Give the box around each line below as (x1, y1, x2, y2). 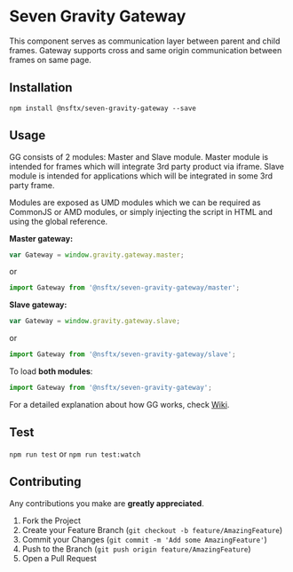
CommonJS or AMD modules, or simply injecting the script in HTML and (9, 206, 273, 217)
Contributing (9, 474, 82, 489)
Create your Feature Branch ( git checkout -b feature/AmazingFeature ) (21, 524, 283, 535)
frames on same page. (9, 54, 91, 65)
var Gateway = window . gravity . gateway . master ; (9, 250, 185, 259)
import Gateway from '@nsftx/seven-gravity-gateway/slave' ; (9, 350, 237, 359)
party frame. (9, 179, 55, 190)
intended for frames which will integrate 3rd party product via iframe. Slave (9, 161, 284, 171)
